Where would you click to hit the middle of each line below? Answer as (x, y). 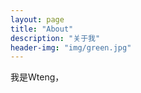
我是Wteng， (37, 77)
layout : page (37, 19)
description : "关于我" (55, 38)
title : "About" (42, 29)
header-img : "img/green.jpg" (71, 47)
